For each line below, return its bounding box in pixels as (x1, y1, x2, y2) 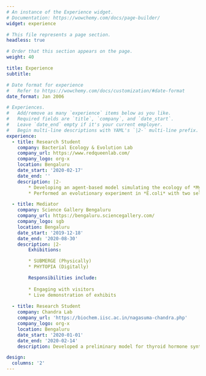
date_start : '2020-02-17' (17, 167, 84, 173)
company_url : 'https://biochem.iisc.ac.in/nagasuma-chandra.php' (17, 315, 188, 321)
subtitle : (6, 71, 32, 77)
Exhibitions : (28, 247, 62, 253)
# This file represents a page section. (6, 31, 112, 37)
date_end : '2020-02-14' (17, 337, 78, 344)
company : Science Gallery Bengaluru (17, 207, 112, 213)
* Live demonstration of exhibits (28, 292, 116, 298)
